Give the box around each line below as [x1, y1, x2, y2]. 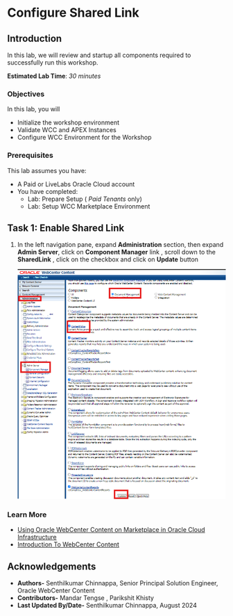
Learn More [7, 510, 47, 519]
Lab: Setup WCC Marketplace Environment [27, 202, 150, 210]
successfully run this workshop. [7, 58, 98, 67]
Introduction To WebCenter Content [17, 540, 120, 549]
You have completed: [17, 187, 78, 195]
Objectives [7, 89, 45, 99]
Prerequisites [7, 151, 53, 161]
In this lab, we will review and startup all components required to [7, 51, 191, 59]
